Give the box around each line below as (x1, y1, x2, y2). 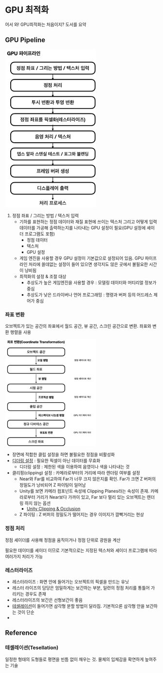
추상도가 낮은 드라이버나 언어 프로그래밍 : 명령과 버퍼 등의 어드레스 (26, 292, 153, 298)
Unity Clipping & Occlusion (26, 506, 81, 512)
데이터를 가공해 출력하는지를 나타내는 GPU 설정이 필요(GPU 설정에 (19, 224, 146, 230)
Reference (5, 629, 37, 637)
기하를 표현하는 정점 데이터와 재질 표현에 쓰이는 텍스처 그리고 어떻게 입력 (19, 219, 157, 224)
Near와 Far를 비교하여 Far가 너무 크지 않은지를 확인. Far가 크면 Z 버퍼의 (19, 476, 156, 482)
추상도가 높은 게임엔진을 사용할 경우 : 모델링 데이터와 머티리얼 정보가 (26, 280, 157, 285)
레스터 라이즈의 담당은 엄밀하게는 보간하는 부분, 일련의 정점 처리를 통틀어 (12, 585, 150, 591)
